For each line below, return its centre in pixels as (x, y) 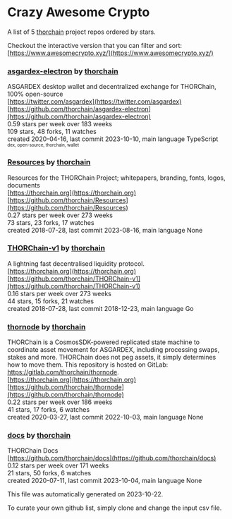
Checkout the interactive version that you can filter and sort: (94, 45)
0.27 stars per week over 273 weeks (60, 215)
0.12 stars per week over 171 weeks (58, 465)
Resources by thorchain (49, 162)
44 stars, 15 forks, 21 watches (50, 301)
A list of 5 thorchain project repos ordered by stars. (82, 32)
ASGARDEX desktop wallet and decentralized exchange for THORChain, (112, 87)
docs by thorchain (39, 436)
